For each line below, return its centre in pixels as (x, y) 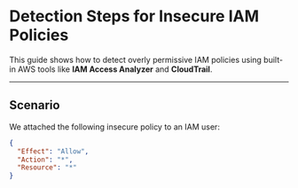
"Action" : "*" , (45, 160)
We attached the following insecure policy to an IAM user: (114, 127)
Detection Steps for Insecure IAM (134, 16)
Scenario (35, 105)
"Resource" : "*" (47, 168)
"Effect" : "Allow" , (53, 151)
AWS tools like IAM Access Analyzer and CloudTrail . (115, 69)
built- (273, 59)
